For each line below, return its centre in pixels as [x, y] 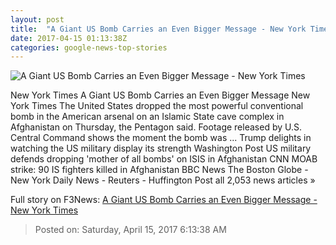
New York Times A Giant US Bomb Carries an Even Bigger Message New [160, 95]
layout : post [37, 19]
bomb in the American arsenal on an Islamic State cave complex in [147, 117]
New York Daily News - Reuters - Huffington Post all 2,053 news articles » [163, 180]
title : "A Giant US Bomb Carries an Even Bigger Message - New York [158, 29]
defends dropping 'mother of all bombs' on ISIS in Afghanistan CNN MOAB [164, 159]
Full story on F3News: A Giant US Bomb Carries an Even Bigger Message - [164, 200]
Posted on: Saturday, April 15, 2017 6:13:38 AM [130, 230]
